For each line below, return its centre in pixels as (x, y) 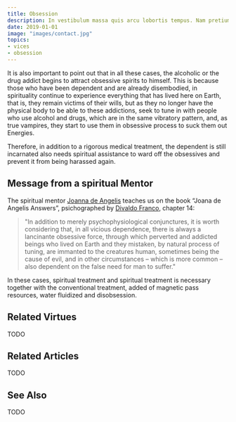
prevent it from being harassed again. (61, 161)
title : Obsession (33, 14)
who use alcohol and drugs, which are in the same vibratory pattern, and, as (118, 117)
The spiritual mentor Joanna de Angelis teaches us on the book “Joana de (114, 200)
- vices (19, 46)
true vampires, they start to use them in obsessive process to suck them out (117, 125)
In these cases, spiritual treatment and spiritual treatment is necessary (109, 280)
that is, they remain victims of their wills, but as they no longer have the (110, 103)
